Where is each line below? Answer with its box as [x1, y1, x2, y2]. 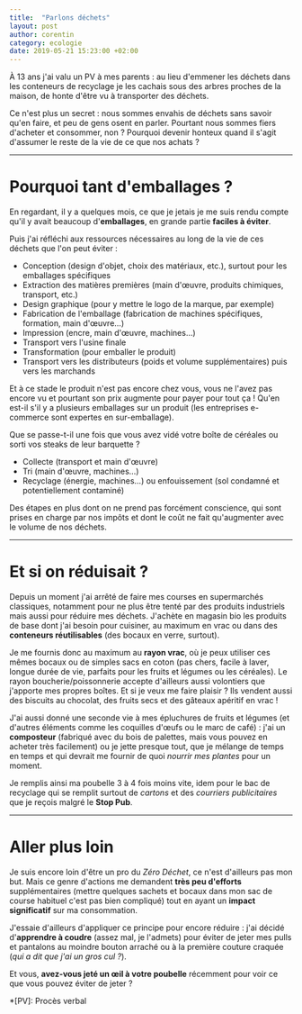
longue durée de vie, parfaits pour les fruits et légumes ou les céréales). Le [9, 666, 288, 676]
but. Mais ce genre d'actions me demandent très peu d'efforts [9, 875, 242, 887]
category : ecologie [9, 38, 83, 48]
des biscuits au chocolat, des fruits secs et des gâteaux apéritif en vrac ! [9, 695, 279, 705]
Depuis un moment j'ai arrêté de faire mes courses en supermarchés [9, 592, 263, 602]
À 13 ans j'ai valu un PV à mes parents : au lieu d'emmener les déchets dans [9, 71, 290, 82]
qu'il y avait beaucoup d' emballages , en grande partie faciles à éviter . [9, 216, 271, 227]
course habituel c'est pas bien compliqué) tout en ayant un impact [9, 895, 256, 906]
